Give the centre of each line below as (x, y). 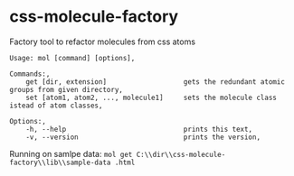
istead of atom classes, (56, 106)
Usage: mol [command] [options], (72, 58)
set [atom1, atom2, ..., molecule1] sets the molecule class (152, 97)
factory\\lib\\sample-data (60, 162)
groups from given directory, (66, 89)
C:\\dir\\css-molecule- (181, 154)
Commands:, (30, 74)
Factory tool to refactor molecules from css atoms (103, 42)
